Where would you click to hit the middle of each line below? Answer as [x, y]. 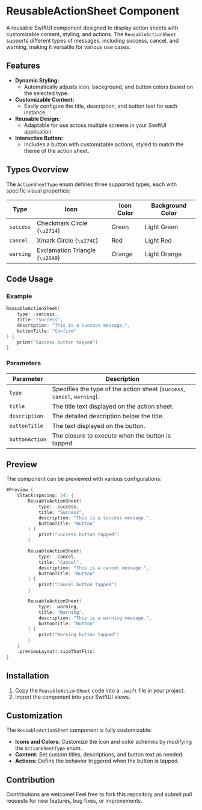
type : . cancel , [57, 557]
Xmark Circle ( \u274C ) [68, 240]
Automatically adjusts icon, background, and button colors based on [109, 87]
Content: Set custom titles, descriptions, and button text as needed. [99, 755]
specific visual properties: [38, 190]
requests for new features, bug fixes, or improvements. [74, 801]
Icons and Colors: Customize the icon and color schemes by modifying [103, 742]
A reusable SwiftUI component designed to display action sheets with [92, 28]
